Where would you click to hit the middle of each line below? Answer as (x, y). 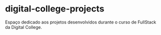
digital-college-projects (55, 9)
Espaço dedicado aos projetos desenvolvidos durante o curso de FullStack (81, 22)
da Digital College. (24, 27)
